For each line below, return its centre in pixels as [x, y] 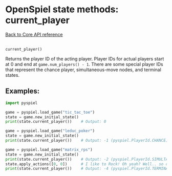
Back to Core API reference [34, 34]
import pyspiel [21, 103]
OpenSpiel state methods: [62, 9]
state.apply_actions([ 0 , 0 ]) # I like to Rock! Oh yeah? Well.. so [84, 164]
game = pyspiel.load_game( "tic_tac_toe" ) [50, 112]
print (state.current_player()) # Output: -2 [57, 159]
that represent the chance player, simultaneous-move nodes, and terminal [83, 70]
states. [12, 75]
